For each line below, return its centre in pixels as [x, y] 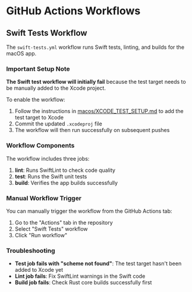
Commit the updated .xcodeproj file [58, 124]
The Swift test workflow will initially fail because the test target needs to [96, 82]
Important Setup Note [38, 68]
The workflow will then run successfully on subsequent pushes [92, 130]
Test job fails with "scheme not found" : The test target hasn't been [98, 263]
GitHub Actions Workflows [73, 11]
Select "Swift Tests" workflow [51, 229]
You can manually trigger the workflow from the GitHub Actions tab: [89, 211]
